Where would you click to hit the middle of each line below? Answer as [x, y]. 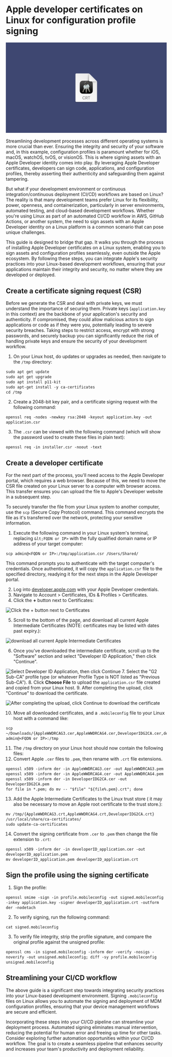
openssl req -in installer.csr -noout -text [54, 447]
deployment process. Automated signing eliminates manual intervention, [82, 1027]
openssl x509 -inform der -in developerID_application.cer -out [76, 849]
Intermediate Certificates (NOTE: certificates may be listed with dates [86, 626]
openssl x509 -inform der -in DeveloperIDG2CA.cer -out [66, 779]
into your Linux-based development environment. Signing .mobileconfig [82, 995]
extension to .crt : [32, 839]
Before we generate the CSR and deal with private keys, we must [74, 303]
